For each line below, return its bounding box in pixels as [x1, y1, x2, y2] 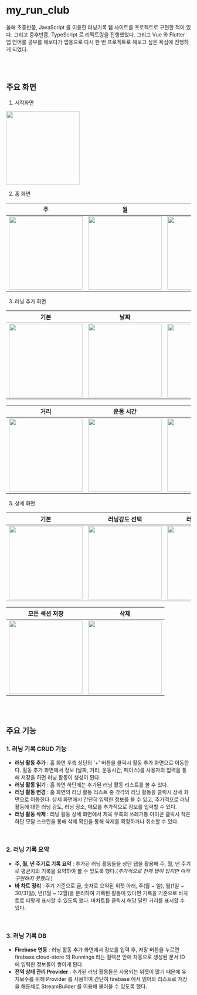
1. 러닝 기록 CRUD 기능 [6, 745, 67, 753]
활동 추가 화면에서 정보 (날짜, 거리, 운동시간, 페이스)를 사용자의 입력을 [22, 766, 181, 773]
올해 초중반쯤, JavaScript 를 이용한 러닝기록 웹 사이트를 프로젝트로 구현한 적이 [6, 24, 185, 31]
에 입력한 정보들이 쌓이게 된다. [14, 961, 84, 968]
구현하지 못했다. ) [14, 875, 53, 882]
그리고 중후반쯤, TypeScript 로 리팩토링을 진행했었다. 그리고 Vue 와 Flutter [13, 31, 185, 38]
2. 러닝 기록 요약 [6, 846, 50, 854]
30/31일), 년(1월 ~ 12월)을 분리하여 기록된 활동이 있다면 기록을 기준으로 [14, 889, 178, 896]
